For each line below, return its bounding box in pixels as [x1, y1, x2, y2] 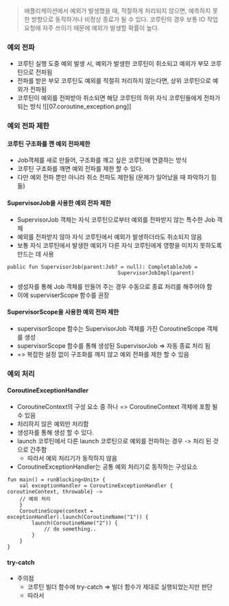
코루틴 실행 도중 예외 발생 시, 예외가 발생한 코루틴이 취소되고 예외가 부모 [16, 60, 209, 68]
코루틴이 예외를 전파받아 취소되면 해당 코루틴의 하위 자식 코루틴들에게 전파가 [16, 94, 221, 102]
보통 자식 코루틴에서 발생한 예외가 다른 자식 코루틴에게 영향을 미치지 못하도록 [16, 241, 223, 249]
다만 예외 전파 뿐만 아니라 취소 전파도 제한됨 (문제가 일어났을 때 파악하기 [16, 173, 210, 181]
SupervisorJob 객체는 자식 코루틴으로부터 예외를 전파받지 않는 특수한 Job [16, 215, 216, 224]
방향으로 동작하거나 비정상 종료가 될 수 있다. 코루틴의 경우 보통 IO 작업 [31, 15, 218, 23]
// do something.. [43, 525, 97, 533]
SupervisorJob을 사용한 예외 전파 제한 [7, 199, 112, 207]
